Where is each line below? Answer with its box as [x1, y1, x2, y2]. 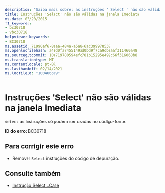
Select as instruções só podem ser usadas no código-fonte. [5, 119, 127, 124]
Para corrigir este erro [5, 143, 74, 151]
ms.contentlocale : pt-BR [5, 62, 56, 67]
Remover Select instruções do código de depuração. [12, 155, 120, 161]
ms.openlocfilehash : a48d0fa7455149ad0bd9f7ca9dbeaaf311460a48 [5, 48, 137, 53]
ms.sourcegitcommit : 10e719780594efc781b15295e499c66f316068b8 [5, 52, 137, 58]
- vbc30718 [5, 30, 27, 35]
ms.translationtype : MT [5, 57, 54, 62]
